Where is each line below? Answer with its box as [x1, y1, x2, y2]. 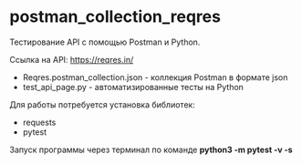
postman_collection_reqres [9, 6, 222, 27]
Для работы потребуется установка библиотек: [9, 98, 196, 110]
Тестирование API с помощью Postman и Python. [9, 36, 201, 47]
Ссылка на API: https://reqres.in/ [9, 54, 134, 65]
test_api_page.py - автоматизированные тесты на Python [22, 81, 245, 92]
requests [22, 117, 57, 128]
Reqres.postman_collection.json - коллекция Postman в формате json [22, 71, 288, 83]
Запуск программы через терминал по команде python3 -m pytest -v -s [9, 144, 294, 155]
